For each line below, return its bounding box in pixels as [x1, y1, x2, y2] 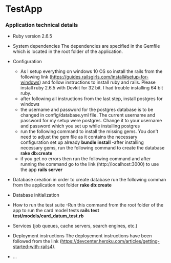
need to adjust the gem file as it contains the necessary [20, 134, 138, 140]
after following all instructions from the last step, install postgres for [20, 96, 163, 102]
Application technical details [5, 22, 78, 29]
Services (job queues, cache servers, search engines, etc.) [12, 223, 138, 229]
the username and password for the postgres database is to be [20, 106, 154, 113]
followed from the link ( [12, 238, 62, 245]
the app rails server [20, 166, 63, 173]
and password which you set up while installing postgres [20, 123, 140, 129]
